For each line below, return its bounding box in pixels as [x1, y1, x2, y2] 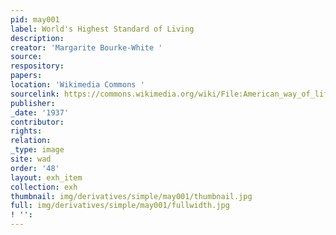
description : [10, 33, 65, 43]
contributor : [10, 117, 65, 127]
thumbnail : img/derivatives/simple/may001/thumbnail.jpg [10, 191, 253, 201]
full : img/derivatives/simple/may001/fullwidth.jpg [10, 201, 230, 211]
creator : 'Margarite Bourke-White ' [10, 42, 163, 53]
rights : [10, 126, 43, 136]
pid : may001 [10, 14, 60, 25]
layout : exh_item [10, 172, 83, 183]
